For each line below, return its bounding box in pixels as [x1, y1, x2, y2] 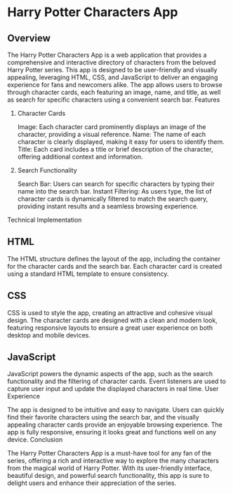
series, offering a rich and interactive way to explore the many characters [7, 457, 220, 465]
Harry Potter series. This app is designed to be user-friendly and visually [7, 66, 218, 74]
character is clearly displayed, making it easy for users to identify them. [17, 138, 225, 146]
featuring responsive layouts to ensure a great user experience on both [7, 323, 213, 332]
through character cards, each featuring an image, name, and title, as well [7, 88, 221, 96]
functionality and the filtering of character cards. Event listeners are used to [7, 377, 227, 386]
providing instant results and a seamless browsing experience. [17, 202, 199, 211]
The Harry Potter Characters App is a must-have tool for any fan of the [7, 449, 212, 458]
